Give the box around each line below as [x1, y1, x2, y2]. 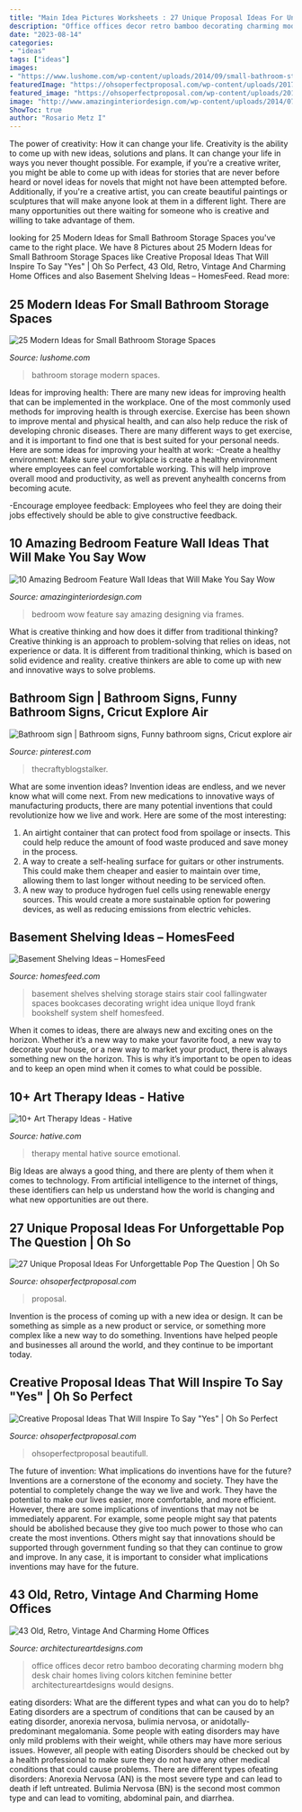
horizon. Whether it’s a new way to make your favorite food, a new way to [9, 1035, 281, 1046]
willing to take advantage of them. [9, 215, 136, 226]
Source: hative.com [9, 1131, 82, 1142]
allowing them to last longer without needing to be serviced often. [22, 874, 267, 885]
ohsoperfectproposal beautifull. [31, 1447, 148, 1459]
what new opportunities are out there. [9, 1194, 149, 1205]
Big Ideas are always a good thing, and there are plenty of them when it [9, 1165, 274, 1176]
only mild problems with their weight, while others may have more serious [9, 1735, 282, 1745]
